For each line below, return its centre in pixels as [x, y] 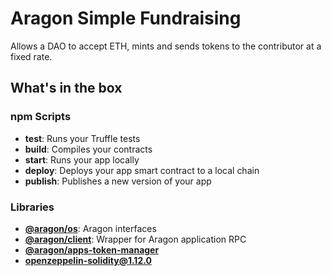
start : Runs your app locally [82, 159]
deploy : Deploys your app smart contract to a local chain [142, 170]
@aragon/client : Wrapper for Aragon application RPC [135, 239]
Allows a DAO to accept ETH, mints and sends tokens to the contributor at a [166, 46]
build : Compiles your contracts [88, 149]
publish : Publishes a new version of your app [118, 181]
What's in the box [66, 88]
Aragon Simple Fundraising [126, 18]
